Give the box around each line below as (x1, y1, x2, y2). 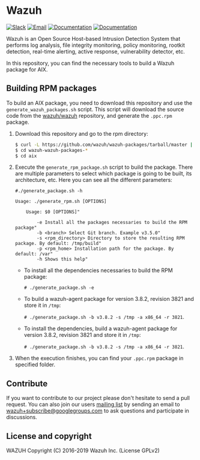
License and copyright (6, 431, 92, 441)
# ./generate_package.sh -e (23, 285, 94, 291)
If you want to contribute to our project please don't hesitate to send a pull (6, 395, 190, 402)
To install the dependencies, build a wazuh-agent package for (23, 325, 178, 332)
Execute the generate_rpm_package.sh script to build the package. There (14, 163, 193, 171)
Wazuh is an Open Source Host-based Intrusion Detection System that (6, 35, 181, 42)
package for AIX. (6, 65, 48, 73)
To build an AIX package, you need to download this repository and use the (6, 99, 193, 106)
